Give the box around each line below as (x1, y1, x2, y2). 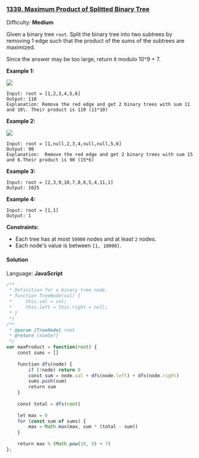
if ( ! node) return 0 (28, 367, 81, 373)
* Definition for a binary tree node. (9, 287, 108, 293)
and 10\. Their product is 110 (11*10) (6, 107, 108, 113)
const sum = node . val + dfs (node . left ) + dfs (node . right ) (28, 372, 179, 378)
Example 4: (6, 195, 36, 203)
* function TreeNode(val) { (9, 293, 81, 299)
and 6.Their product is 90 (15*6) (6, 157, 95, 163)
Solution (6, 256, 29, 263)
